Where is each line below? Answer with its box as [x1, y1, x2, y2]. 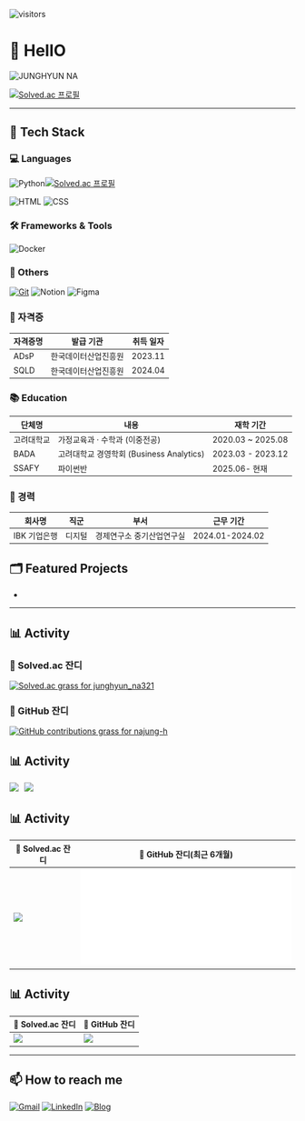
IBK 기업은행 [13, 530, 58, 541]
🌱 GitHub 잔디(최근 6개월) [139, 848, 233, 859]
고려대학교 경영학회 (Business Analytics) [57, 448, 205, 459]
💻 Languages [9, 153, 72, 165]
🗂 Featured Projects [9, 561, 129, 576]
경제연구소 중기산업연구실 [94, 530, 186, 541]
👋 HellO [9, 41, 66, 61]
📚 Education [9, 391, 68, 404]
